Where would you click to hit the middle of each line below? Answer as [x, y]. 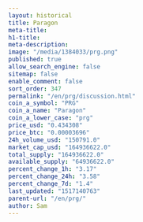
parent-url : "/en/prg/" [47, 198]
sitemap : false [33, 74]
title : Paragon [33, 23]
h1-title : [24, 37]
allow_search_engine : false [55, 67]
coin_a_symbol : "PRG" [44, 103]
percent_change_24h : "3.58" [55, 177]
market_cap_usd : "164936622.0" [60, 147]
